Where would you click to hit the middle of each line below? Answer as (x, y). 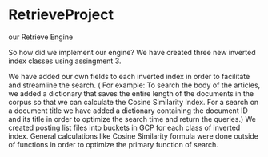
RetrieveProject (61, 15)
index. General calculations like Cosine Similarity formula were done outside (133, 136)
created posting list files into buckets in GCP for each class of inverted (124, 127)
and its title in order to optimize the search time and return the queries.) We (132, 119)
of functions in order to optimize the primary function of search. (113, 144)
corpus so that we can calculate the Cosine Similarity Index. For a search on (134, 102)
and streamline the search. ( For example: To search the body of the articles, (134, 85)
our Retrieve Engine (41, 37)
